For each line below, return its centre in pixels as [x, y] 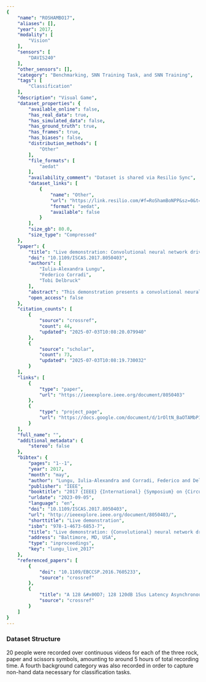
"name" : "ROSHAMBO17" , [46, 18]
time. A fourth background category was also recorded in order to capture [100, 665]
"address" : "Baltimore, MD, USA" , [72, 538]
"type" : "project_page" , [71, 412]
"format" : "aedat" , [75, 206]
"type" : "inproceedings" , [62, 543]
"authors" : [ [45, 264]
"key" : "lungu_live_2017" [62, 549]
